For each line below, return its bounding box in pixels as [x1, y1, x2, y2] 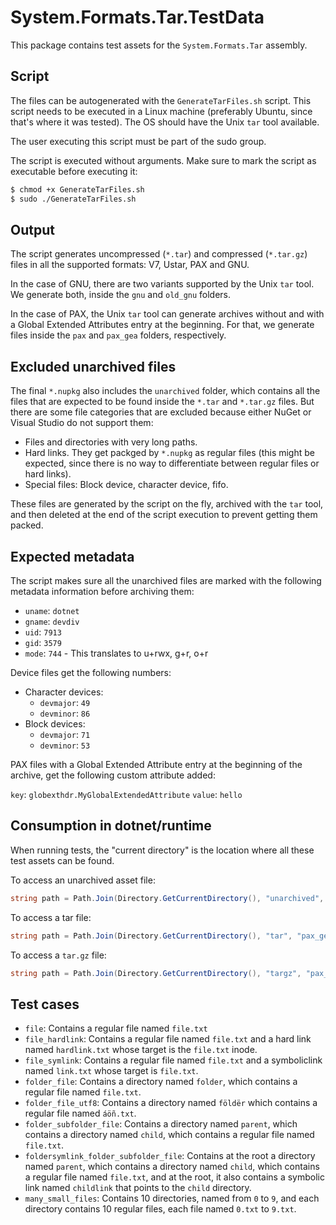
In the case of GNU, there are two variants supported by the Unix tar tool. [10, 278, 315, 290]
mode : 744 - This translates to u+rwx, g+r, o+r [24, 647, 209, 659]
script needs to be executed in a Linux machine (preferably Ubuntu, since [10, 105, 313, 117]
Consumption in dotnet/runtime [10, 817, 212, 835]
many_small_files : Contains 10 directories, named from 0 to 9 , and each [24, 1192, 320, 1205]
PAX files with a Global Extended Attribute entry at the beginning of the [10, 758, 303, 770]
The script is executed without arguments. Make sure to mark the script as [10, 154, 317, 166]
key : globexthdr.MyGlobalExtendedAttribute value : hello [10, 788, 243, 800]
